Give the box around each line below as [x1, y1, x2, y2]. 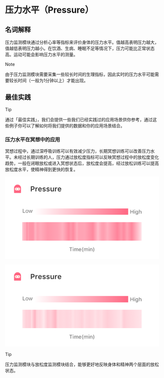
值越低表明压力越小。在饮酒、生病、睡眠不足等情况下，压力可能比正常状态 [5, 45, 155, 51]
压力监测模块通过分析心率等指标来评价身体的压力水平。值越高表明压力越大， [5, 40, 159, 45]
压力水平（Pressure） [5, 4, 94, 16]
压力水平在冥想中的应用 [5, 136, 60, 143]
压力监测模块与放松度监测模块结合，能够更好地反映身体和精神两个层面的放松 [5, 361, 159, 367]
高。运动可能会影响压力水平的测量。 [5, 52, 78, 57]
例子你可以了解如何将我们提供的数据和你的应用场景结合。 [9, 123, 125, 129]
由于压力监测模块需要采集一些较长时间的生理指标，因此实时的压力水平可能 [5, 71, 155, 77]
